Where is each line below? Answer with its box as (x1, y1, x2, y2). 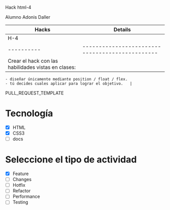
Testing (12, 199, 29, 205)
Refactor (12, 188, 31, 194)
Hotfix (12, 182, 26, 188)
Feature (12, 171, 29, 177)
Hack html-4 (5, 5, 31, 10)
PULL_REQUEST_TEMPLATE (5, 90, 64, 96)
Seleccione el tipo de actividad (5, 154, 137, 165)
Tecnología (5, 108, 53, 119)
